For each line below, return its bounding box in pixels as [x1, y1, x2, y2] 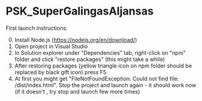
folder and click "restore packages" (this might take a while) [14, 55, 165, 63]
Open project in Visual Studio [14, 43, 88, 50]
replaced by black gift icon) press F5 [14, 68, 107, 75]
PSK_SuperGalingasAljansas [5, 4, 154, 18]
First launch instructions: [5, 24, 68, 32]
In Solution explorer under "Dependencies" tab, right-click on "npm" [14, 49, 186, 56]
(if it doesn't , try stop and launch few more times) [14, 88, 141, 95]
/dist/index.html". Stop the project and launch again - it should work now [14, 81, 197, 89]
